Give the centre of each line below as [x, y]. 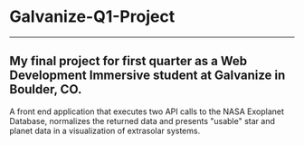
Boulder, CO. [46, 89]
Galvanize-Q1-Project [92, 17]
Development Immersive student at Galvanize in [147, 76]
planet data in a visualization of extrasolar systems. [105, 130]
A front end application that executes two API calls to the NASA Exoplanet [147, 111]
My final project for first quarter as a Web [128, 61]
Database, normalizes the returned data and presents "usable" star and [142, 121]
